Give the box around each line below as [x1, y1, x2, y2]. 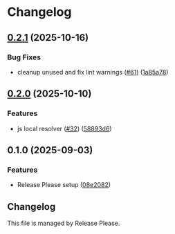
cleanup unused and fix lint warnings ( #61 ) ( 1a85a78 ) [17, 68, 169, 76]
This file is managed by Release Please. [7, 219, 120, 228]
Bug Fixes [7, 52, 42, 62]
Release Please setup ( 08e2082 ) [17, 181, 111, 189]
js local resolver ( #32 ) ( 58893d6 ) [17, 124, 112, 133]
